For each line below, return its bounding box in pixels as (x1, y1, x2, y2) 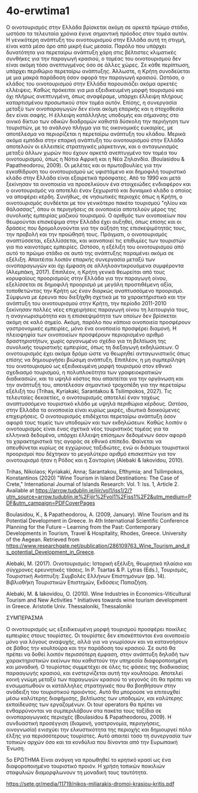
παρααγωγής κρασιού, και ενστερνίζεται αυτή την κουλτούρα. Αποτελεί (6, 669, 183, 677)
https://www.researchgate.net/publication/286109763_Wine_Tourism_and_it (6, 542, 190, 549)
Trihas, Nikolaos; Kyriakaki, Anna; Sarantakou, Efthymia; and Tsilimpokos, (6, 468, 184, 475)
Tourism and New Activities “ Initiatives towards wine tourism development (6, 596, 187, 603)
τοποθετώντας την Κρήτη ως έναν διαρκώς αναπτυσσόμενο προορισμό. (6, 287, 184, 294)
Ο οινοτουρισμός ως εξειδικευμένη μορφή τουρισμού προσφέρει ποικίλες (6, 625, 187, 632)
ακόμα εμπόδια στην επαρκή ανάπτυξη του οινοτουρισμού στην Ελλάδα (6, 136, 184, 143)
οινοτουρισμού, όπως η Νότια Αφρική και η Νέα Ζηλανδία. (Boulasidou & (6, 155, 185, 162)
